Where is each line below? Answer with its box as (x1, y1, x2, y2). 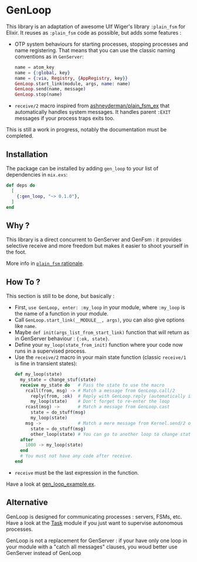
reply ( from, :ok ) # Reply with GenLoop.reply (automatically (30, 393, 186, 399)
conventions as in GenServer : (14, 53, 84, 60)
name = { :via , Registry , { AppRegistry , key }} (14, 75, 128, 81)
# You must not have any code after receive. (20, 453, 133, 459)
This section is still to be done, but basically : (6, 293, 115, 299)
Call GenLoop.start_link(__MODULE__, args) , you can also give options (14, 316, 185, 323)
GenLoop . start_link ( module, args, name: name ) (14, 80, 131, 87)
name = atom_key (14, 64, 55, 70)
